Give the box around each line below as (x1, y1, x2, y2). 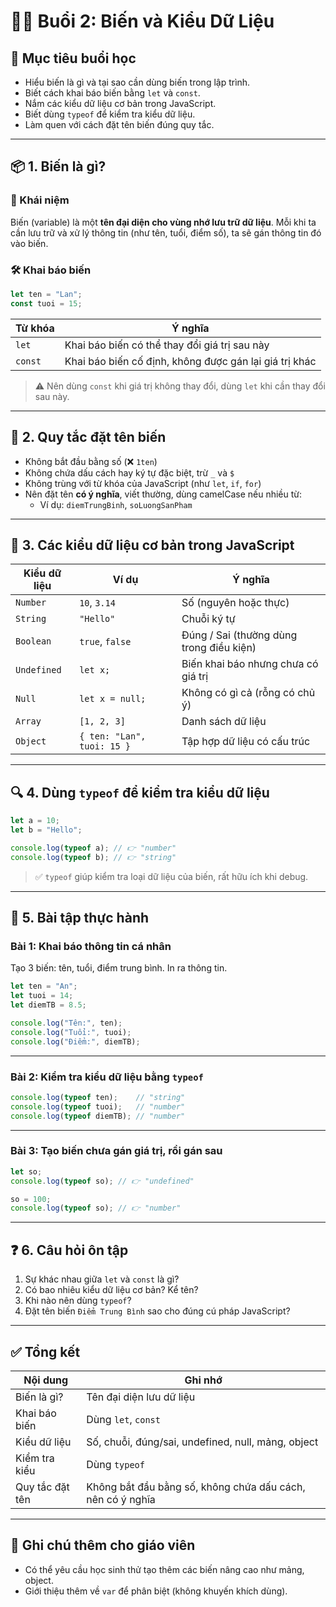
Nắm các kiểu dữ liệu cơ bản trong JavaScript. (24, 98, 217, 109)
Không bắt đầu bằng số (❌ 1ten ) (24, 455, 158, 467)
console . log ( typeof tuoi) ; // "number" (10, 1101, 186, 1112)
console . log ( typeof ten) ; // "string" (10, 1092, 186, 1102)
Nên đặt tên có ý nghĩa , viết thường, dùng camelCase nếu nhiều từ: (24, 488, 303, 500)
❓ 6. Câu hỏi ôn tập (10, 1241, 129, 1259)
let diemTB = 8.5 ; (10, 1000, 87, 1010)
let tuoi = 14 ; (10, 991, 74, 1001)
